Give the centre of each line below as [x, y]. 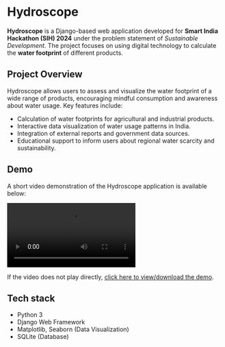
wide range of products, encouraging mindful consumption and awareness [112, 98]
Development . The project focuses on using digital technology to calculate [112, 45]
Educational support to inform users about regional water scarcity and [116, 141]
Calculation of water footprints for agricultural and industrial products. [116, 119]
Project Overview [45, 74]
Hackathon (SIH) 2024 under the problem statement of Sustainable [103, 38]
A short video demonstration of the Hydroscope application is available [107, 186]
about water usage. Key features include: [65, 105]
